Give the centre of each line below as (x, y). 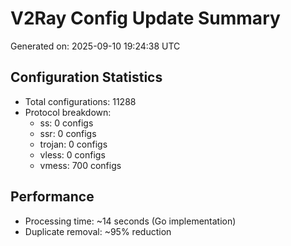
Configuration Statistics (86, 77)
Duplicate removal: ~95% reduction (98, 231)
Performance (52, 197)
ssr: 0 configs (68, 133)
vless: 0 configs (72, 154)
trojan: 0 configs (73, 144)
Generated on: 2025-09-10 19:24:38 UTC (95, 46)
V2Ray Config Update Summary (145, 18)
